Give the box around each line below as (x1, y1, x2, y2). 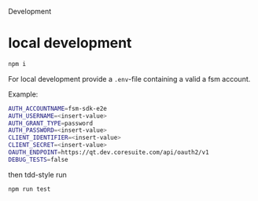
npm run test (8, 185, 51, 193)
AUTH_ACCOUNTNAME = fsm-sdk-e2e (8, 104, 108, 112)
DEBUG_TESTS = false (8, 155, 68, 163)
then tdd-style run (8, 170, 67, 179)
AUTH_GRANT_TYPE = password (8, 119, 93, 127)
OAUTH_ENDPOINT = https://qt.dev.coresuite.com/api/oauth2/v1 (8, 148, 210, 156)
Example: (8, 90, 39, 99)
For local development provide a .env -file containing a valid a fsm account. (8, 74, 251, 83)
